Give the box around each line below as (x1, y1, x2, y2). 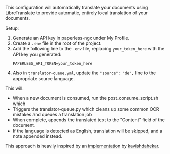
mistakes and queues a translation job (12, 112, 92, 117)
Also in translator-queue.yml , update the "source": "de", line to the (12, 70, 156, 76)
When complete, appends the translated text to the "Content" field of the (12, 117, 165, 123)
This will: (5, 85, 24, 91)
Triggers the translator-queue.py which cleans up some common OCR (12, 106, 159, 112)
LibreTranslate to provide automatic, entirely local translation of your (5, 10, 148, 16)
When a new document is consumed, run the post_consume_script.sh (12, 95, 159, 101)
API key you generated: (12, 51, 62, 57)
